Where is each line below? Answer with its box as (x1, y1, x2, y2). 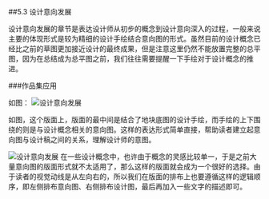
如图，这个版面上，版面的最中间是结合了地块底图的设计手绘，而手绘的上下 (8, 115, 254, 124)
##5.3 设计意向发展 (8, 7, 72, 16)
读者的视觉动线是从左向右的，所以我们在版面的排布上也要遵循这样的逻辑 (14, 172, 254, 181)
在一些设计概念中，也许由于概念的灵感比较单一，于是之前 (59, 152, 250, 161)
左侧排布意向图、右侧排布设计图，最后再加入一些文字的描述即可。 (29, 182, 247, 191)
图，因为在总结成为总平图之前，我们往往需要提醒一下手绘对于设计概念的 (8, 54, 247, 63)
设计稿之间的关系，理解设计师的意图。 (29, 135, 156, 144)
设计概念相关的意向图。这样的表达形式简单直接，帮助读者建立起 (42, 125, 254, 134)
